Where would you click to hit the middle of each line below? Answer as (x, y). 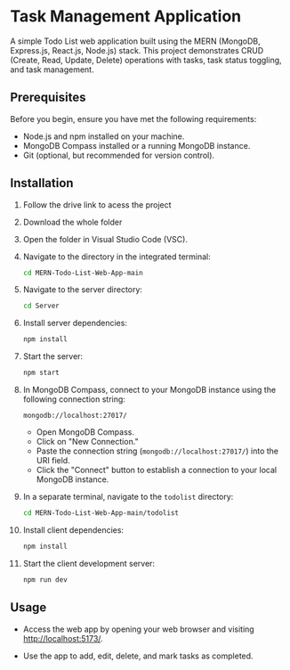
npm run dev (45, 580)
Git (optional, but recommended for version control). (119, 155)
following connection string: (74, 399)
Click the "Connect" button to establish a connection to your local (157, 470)
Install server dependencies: (75, 323)
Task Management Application (126, 16)
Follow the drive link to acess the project (97, 204)
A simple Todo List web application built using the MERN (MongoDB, (135, 41)
